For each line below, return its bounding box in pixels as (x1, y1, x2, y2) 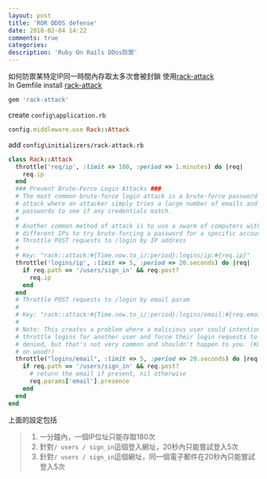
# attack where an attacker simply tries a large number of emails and (15, 200, 258, 208)
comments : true (8, 33, 59, 42)
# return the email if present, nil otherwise (29, 370, 187, 378)
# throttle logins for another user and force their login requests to (15, 333, 258, 341)
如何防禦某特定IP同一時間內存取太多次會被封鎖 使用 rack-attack (8, 72, 215, 80)
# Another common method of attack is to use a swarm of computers (15, 222, 244, 230)
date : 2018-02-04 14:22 (8, 26, 87, 34)
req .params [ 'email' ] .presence (29, 377, 130, 385)
